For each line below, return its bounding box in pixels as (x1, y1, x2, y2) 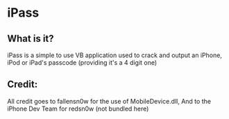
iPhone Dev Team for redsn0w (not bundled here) (7, 104, 149, 113)
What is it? (7, 33, 54, 45)
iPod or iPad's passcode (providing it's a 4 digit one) (7, 58, 158, 67)
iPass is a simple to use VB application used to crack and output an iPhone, (7, 51, 222, 59)
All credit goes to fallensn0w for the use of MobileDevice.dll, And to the (7, 97, 212, 105)
